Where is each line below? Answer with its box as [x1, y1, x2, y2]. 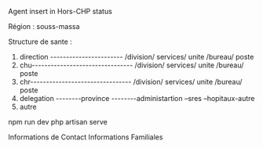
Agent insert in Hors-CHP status [8, 7, 112, 16]
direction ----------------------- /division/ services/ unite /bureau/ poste [19, 52, 254, 61]
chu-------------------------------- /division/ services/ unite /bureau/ [19, 60, 244, 70]
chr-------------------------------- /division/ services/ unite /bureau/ [19, 78, 243, 86]
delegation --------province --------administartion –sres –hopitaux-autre [19, 94, 255, 103]
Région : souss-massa [8, 22, 80, 31]
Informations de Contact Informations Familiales [8, 132, 163, 142]
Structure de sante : [8, 37, 72, 46]
